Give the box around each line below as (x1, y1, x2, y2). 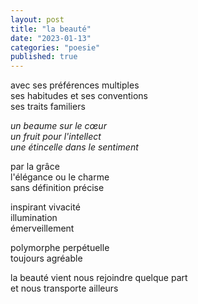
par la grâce (10, 161, 60, 173)
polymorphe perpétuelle (10, 242, 110, 254)
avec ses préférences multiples (10, 79, 140, 91)
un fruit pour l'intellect (10, 131, 102, 143)
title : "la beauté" (10, 24, 92, 34)
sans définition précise (10, 182, 105, 194)
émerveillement (10, 222, 75, 235)
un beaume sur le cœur (10, 120, 107, 132)
